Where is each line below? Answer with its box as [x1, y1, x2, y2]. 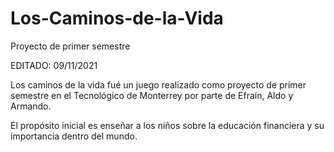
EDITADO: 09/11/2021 [10, 59, 98, 71]
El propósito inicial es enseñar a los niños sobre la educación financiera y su [10, 119, 325, 131]
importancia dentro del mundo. [10, 130, 138, 142]
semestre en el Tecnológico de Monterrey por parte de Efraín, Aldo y [10, 89, 294, 101]
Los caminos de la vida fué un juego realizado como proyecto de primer [10, 78, 307, 91]
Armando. [10, 100, 52, 112]
